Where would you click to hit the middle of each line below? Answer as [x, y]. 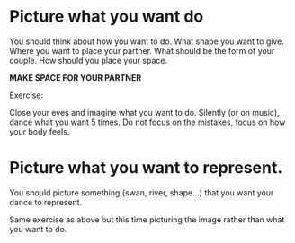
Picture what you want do [107, 17]
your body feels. [40, 131]
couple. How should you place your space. [89, 60]
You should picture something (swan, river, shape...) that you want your [142, 192]
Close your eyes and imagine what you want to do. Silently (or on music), [145, 112]
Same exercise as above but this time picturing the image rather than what [147, 219]
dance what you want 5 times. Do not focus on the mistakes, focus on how [147, 122]
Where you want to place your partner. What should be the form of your [142, 50]
